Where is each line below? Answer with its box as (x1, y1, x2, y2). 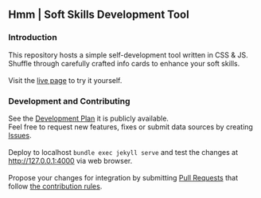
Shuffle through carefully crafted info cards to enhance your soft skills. (8, 58, 240, 68)
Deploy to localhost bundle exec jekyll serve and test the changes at (8, 147, 239, 156)
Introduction (8, 32, 57, 43)
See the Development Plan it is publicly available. (8, 113, 169, 123)
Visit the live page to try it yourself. (8, 75, 123, 85)
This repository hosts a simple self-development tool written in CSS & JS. (8, 49, 248, 60)
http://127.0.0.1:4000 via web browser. (8, 156, 133, 165)
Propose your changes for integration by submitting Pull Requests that (8, 172, 239, 182)
